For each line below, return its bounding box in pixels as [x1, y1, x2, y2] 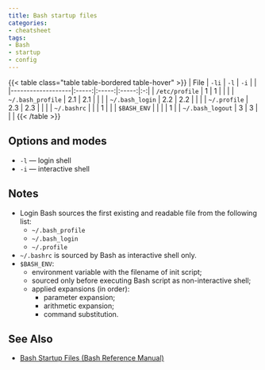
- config [8, 56, 37, 64]
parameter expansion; [43, 292, 116, 302]
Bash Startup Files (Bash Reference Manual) [19, 353, 164, 363]
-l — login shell [19, 156, 71, 165]
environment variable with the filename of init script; [31, 267, 202, 276]
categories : [8, 19, 48, 27]
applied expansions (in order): [31, 283, 130, 294]
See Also [8, 332, 53, 345]
